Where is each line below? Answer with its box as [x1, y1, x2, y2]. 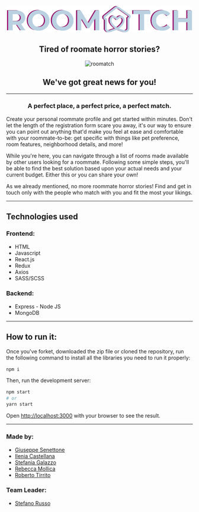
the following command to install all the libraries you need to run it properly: [6, 354, 191, 361]
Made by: [6, 432, 34, 441]
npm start [6, 389, 31, 395]
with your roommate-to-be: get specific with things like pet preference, [6, 134, 179, 141]
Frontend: [6, 229, 36, 238]
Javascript [14, 249, 41, 257]
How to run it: [6, 332, 57, 342]
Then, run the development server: [6, 377, 91, 384]
